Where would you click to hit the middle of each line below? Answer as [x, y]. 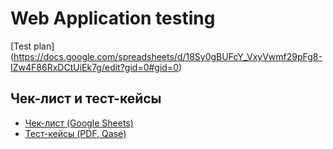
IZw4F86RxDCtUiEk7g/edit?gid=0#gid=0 [95, 67]
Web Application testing [113, 18]
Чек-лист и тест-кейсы [86, 98]
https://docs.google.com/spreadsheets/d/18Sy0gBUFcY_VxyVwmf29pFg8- [168, 56]
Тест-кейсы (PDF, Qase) [75, 133]
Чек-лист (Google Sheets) [79, 123]
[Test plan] [32, 46]
